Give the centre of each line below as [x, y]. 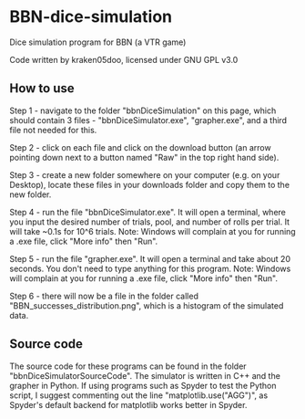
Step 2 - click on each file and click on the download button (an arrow [140, 147]
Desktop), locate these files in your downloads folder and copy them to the [149, 184]
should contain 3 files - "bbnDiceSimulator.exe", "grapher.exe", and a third [148, 120]
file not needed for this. [53, 130]
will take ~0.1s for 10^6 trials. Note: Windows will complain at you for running [152, 231]
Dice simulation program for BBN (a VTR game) [98, 42]
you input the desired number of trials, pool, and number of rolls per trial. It [149, 222]
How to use [42, 89]
